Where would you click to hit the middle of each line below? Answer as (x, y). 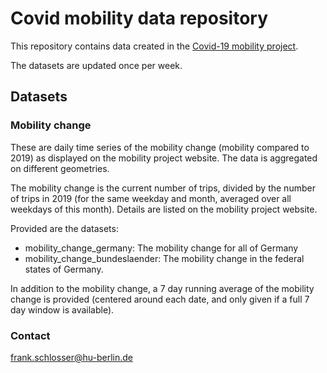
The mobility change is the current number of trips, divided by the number (163, 188)
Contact (30, 335)
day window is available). (62, 309)
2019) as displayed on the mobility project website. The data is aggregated (164, 158)
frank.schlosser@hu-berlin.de (71, 357)
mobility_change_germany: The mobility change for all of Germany (161, 248)
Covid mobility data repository (139, 18)
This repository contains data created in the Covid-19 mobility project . (154, 46)
